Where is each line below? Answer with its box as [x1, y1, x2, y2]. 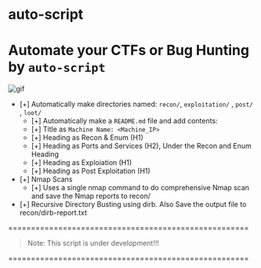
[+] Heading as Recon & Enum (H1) [31, 133, 143, 142]
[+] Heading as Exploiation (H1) [31, 158, 132, 167]
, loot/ [19, 108, 42, 117]
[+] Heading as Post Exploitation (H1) [31, 167, 150, 176]
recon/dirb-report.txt [19, 208, 88, 218]
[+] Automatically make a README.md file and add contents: [31, 116, 218, 126]
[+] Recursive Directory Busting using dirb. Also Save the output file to [19, 200, 247, 209]
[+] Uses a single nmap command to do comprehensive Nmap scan [31, 183, 249, 193]
